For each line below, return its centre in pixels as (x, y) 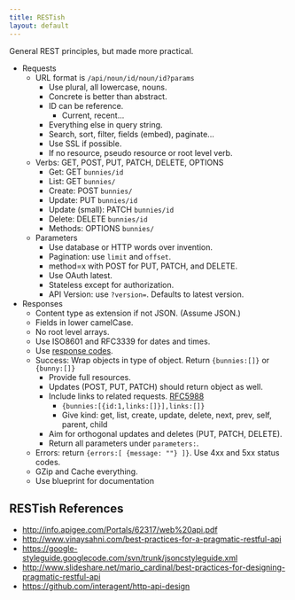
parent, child (85, 424)
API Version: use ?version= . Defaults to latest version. (146, 294)
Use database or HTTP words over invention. (131, 247)
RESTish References (66, 508)
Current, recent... (93, 115)
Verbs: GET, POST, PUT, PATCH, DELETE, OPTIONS (129, 162)
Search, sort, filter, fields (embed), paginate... (131, 134)
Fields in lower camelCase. (84, 322)
